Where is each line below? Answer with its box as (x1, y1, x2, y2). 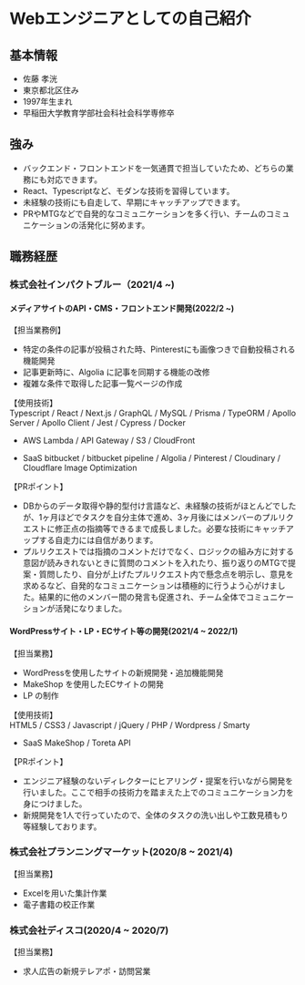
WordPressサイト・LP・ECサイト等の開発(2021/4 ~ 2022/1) (9, 625, 239, 636)
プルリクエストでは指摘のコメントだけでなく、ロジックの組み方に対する (22, 546, 294, 557)
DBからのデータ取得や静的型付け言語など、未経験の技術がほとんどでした (22, 500, 297, 511)
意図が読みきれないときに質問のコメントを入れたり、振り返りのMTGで (22, 558, 289, 569)
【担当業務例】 (9, 324, 62, 335)
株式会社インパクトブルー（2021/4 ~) (9, 279, 175, 292)
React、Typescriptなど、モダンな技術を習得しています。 (22, 185, 235, 196)
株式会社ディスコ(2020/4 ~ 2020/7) (9, 924, 169, 937)
